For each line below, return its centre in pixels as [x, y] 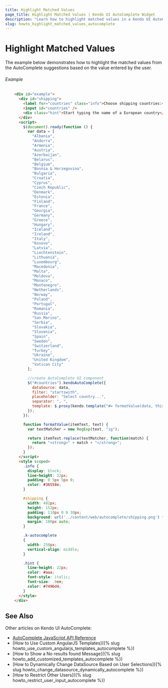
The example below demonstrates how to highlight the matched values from [83, 63]
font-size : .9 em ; [45, 582]
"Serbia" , [42, 323]
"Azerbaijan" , [46, 155]
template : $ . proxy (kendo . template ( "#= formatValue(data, [92, 406]
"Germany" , [43, 215]
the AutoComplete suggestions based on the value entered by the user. [79, 68]
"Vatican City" [48, 365]
